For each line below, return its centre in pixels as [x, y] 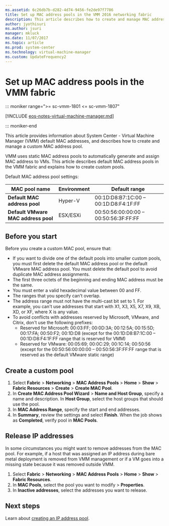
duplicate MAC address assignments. [51, 274]
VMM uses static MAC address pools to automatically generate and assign [82, 156]
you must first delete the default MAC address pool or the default [80, 264]
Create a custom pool [39, 370]
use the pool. [26, 404]
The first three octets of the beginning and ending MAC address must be [88, 280]
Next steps [23, 506]
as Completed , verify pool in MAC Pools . [55, 420]
